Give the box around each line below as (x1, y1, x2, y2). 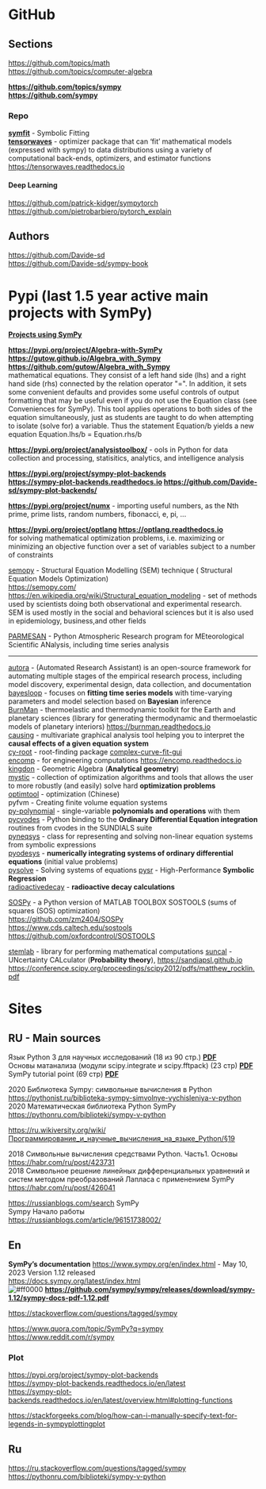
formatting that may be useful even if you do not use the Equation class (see (8, 395, 257, 406)
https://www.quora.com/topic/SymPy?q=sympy (8, 1324, 164, 1333)
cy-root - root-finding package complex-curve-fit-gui (8, 747, 182, 757)
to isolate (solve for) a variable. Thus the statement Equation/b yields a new (8, 421, 255, 430)
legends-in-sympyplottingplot (8, 1419, 105, 1429)
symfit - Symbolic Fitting (8, 129, 89, 138)
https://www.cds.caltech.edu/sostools (8, 923, 133, 932)
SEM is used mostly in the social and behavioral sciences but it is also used (8, 608, 254, 617)
